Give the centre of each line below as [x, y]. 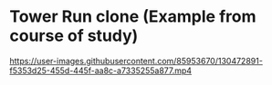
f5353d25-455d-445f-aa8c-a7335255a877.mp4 [101, 71]
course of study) [74, 36]
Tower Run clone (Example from [133, 17]
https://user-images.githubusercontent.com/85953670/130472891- [136, 61]
